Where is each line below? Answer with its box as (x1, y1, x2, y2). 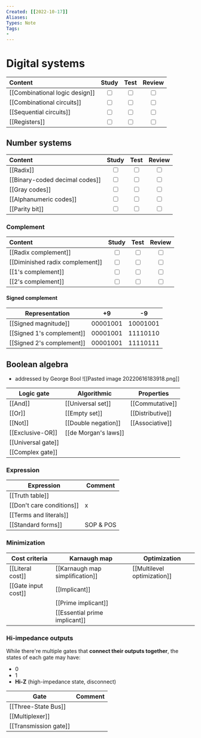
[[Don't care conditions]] (9, 501, 80, 509)
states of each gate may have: (6, 654, 81, 661)
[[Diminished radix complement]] (9, 258, 103, 266)
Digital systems (6, 57, 86, 71)
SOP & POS (84, 521, 117, 529)
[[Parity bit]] (9, 205, 44, 213)
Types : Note (6, 20, 36, 26)
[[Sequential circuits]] (9, 108, 71, 117)
